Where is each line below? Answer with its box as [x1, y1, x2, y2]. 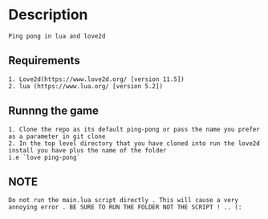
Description [8, 6, 88, 24]
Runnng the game [8, 104, 99, 118]
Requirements [8, 54, 80, 67]
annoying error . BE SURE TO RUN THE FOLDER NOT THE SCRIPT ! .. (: [8, 203, 242, 212]
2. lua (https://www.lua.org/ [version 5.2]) [8, 82, 163, 90]
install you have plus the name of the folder [8, 146, 167, 154]
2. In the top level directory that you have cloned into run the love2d [8, 139, 261, 148]
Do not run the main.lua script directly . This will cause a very [8, 197, 239, 205]
